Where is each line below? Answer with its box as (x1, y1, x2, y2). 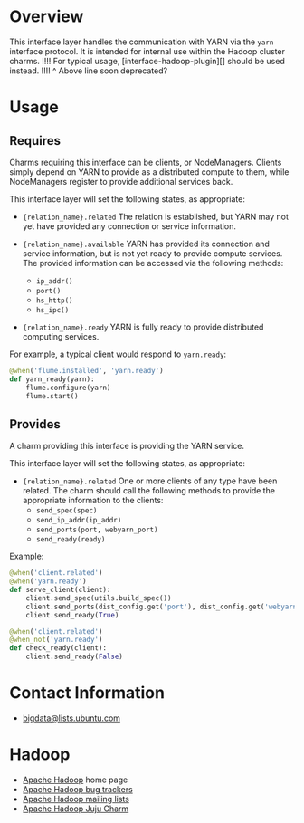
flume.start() (25, 391, 79, 400)
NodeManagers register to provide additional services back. (9, 176, 233, 187)
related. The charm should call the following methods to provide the (22, 485, 276, 496)
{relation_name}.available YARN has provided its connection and (22, 238, 270, 249)
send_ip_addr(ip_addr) (35, 516, 122, 525)
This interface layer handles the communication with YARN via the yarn (9, 36, 274, 47)
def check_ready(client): (9, 644, 107, 653)
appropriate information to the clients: (22, 495, 164, 506)
